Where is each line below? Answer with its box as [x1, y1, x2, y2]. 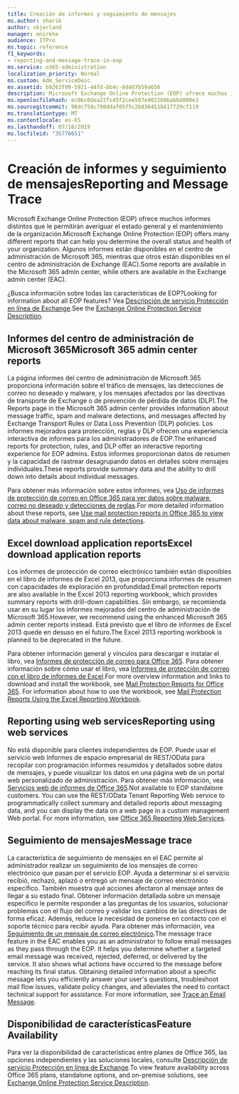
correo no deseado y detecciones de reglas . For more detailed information [7, 501, 224, 510]
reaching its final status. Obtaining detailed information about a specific [7, 967, 217, 976]
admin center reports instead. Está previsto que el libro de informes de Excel [7, 620, 232, 629]
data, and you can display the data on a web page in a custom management [7, 806, 230, 814]
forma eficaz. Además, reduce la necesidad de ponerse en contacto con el [7, 914, 226, 923]
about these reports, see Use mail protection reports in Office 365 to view [7, 509, 224, 517]
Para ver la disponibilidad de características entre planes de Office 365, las [7, 1048, 228, 1057]
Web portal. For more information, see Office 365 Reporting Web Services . [7, 814, 226, 822]
